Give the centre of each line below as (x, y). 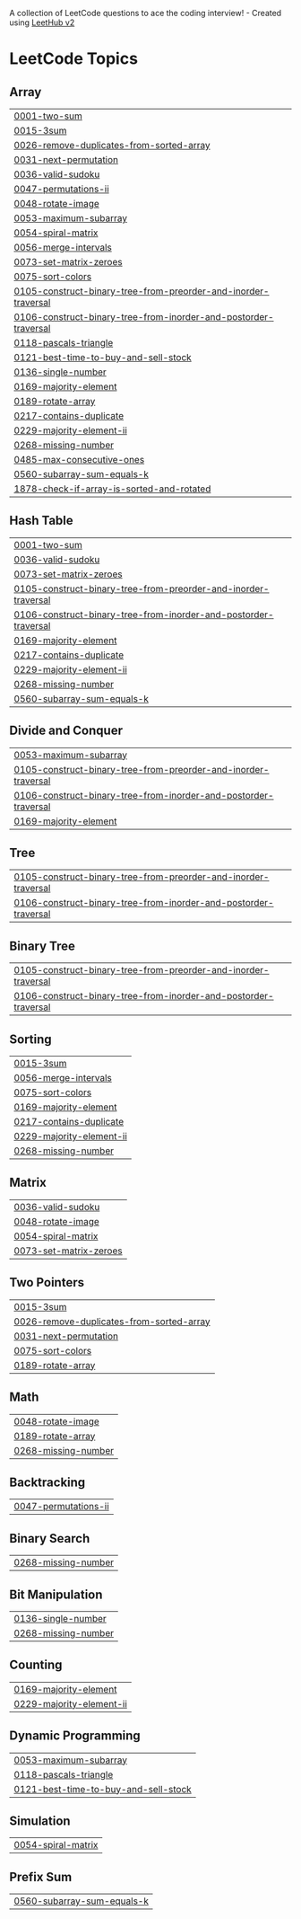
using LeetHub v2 (42, 22)
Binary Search (50, 1539)
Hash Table (41, 521)
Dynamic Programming (75, 1736)
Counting (36, 1665)
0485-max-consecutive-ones (79, 460)
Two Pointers (47, 1282)
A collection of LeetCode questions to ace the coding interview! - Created (146, 13)
